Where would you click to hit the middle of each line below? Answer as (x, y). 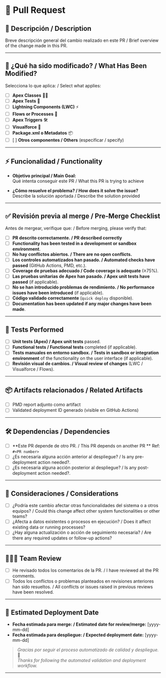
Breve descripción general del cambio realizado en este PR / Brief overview (82, 40)
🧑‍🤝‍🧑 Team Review (33, 558)
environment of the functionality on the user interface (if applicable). (83, 358)
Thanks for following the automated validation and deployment (82, 661)
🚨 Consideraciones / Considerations (62, 493)
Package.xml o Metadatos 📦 (42, 133)
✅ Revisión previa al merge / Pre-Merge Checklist (83, 216)
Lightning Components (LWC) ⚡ (45, 107)
